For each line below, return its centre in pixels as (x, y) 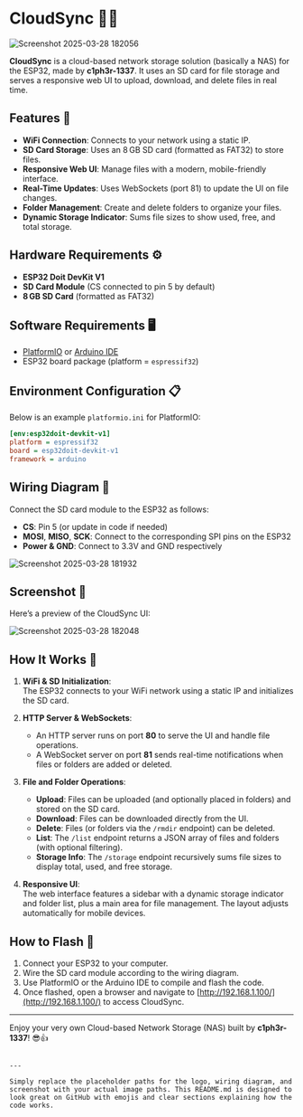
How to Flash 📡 (52, 941)
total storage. (47, 226)
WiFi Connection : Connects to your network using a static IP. (136, 140)
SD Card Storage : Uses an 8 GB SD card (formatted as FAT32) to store (153, 149)
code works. (32, 1105)
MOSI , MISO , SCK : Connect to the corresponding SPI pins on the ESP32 (156, 536)
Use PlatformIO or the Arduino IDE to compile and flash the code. (143, 982)
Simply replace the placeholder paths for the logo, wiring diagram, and (151, 1081)
